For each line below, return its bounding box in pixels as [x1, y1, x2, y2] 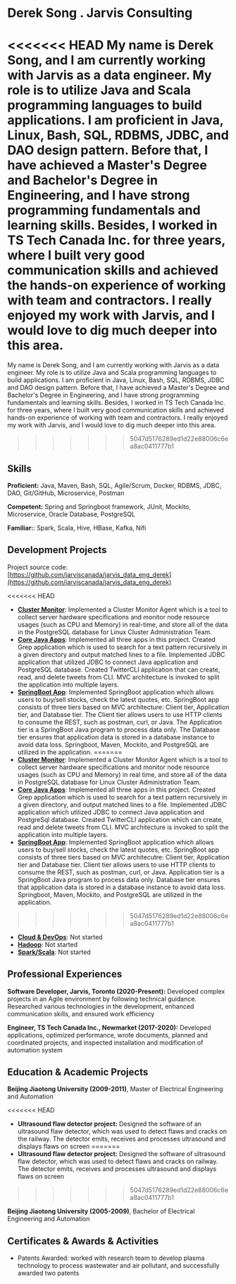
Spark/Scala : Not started [17, 948, 92, 956]
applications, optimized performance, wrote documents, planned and [7, 1030, 208, 1039]
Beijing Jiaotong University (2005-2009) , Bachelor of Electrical [7, 1207, 195, 1215]
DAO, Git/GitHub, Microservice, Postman [7, 489, 125, 497]
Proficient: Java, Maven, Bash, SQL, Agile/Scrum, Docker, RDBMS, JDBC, [7, 481, 222, 489]
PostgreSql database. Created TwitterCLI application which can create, [17, 815, 224, 824]
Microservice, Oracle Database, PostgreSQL [7, 510, 136, 518]
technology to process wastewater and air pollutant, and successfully [17, 1261, 220, 1270]
